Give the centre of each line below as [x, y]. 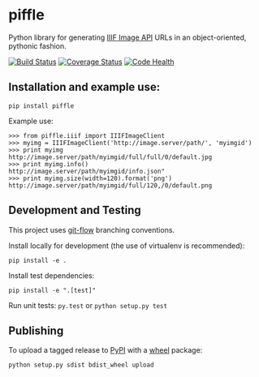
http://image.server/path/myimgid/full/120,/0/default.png [110, 185]
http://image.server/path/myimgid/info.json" [86, 171]
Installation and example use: [84, 87]
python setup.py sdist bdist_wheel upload [81, 365]
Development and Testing [75, 210]
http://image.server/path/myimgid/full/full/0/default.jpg [110, 157]
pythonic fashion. [37, 45]
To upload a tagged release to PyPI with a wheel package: [106, 350]
